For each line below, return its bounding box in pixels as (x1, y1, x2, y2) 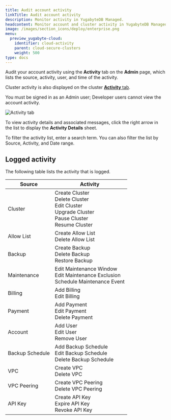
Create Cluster (54, 190, 90, 197)
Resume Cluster (54, 221, 93, 228)
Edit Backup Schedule (54, 349, 107, 357)
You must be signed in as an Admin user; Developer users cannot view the (5, 94, 161, 100)
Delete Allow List (54, 236, 95, 243)
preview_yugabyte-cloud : (10, 36, 63, 41)
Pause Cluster (54, 215, 89, 222)
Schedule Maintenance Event (54, 278, 125, 285)
